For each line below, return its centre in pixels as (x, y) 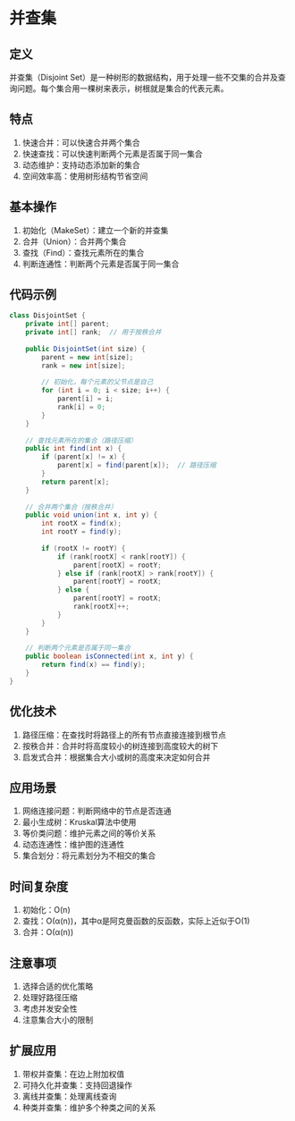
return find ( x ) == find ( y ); (93, 665)
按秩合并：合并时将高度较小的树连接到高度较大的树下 (120, 746)
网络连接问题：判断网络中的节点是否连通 (97, 811)
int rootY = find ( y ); (82, 532)
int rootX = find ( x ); (82, 524)
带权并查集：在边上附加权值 (73, 1074)
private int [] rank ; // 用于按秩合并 (93, 333)
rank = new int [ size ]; (84, 366)
